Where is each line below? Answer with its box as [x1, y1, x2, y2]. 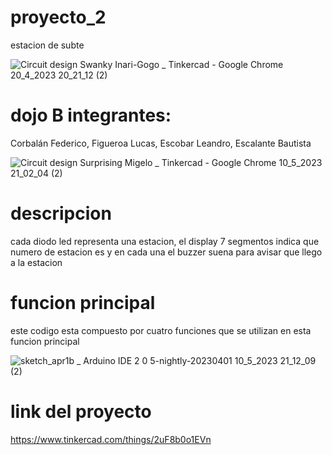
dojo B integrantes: [10, 104, 172, 127]
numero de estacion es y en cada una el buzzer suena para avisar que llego [10, 246, 323, 258]
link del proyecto [10, 400, 152, 423]
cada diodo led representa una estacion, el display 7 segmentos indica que [10, 235, 320, 247]
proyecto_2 [10, 6, 107, 29]
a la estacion [10, 256, 63, 268]
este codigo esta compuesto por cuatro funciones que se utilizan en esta [10, 324, 312, 336]
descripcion [10, 202, 112, 225]
